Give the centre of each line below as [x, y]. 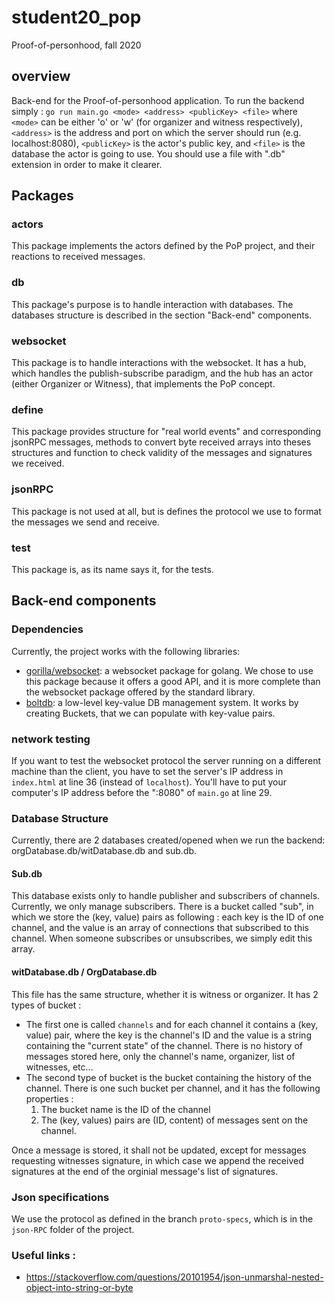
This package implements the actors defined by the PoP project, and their [163, 246]
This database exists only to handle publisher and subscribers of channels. [166, 896]
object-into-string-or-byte [79, 1288]
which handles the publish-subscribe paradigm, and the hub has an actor [162, 373]
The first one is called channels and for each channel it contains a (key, [172, 1024]
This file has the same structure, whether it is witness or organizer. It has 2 [165, 994]
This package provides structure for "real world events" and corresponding [166, 432]
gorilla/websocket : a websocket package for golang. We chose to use [169, 670]
